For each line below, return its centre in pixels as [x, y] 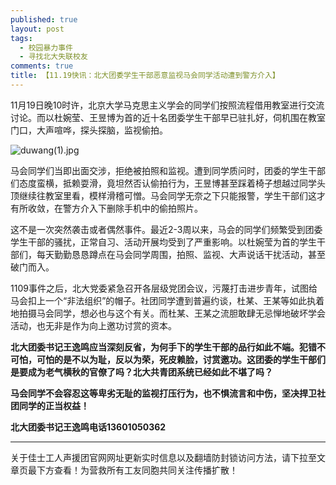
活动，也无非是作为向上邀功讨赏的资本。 [93, 325]
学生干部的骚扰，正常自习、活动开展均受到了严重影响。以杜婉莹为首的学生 [163, 242]
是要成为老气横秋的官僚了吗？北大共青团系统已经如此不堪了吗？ [141, 372]
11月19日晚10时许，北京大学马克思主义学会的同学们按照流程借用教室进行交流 [167, 105]
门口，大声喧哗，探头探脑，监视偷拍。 [89, 130]
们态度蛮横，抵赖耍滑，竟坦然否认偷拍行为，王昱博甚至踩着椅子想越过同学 [163, 183]
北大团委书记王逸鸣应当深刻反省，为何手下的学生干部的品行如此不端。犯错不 [168, 347]
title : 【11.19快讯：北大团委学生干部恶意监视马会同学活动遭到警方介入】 [145, 76]
